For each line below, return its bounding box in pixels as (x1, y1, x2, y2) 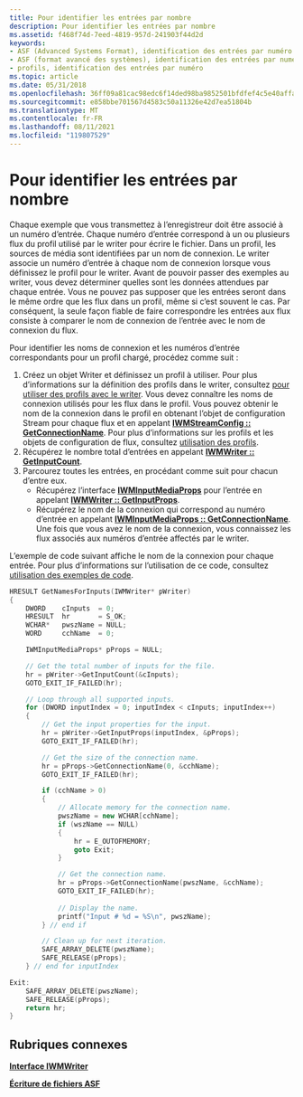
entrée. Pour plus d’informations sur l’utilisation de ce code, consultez (9, 560, 269, 571)
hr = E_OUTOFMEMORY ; (73, 837, 151, 846)
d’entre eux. (22, 475, 68, 486)
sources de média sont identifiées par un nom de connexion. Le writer (9, 248, 271, 259)
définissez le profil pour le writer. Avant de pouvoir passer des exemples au (9, 267, 289, 278)
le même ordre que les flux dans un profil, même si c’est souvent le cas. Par (9, 296, 290, 307)
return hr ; (25, 1003, 67, 1013)
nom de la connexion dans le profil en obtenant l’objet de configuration (22, 408, 286, 419)
